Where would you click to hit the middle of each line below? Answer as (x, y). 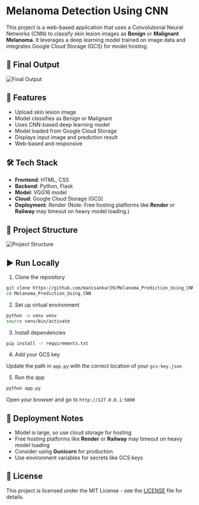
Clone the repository (40, 277)
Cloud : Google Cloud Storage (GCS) (59, 199)
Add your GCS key (37, 355)
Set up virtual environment (47, 305)
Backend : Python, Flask (44, 186)
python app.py (24, 388)
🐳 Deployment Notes (45, 418)
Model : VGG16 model (41, 192)
